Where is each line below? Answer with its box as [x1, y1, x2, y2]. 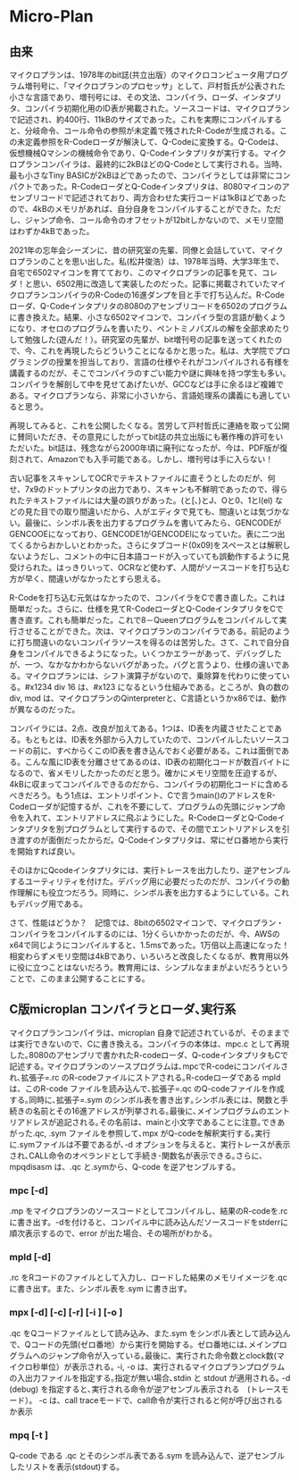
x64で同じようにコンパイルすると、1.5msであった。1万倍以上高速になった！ [9, 940, 290, 950]
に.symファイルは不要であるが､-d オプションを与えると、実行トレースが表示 [9, 1139, 291, 1149]
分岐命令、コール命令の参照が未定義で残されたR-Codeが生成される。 [24, 125, 280, 136]
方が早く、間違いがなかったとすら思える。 [9, 574, 166, 584]
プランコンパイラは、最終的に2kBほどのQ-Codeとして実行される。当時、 [16, 159, 287, 169]
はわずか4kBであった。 [9, 226, 95, 236]
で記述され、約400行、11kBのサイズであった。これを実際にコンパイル [9, 114, 267, 124]
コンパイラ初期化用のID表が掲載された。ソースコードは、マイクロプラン [24, 103, 290, 114]
